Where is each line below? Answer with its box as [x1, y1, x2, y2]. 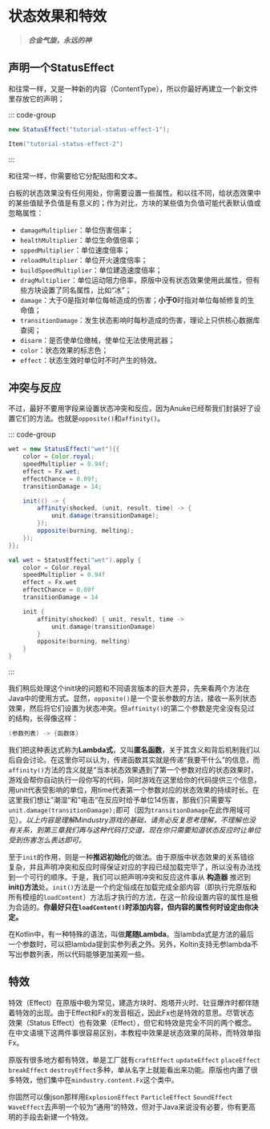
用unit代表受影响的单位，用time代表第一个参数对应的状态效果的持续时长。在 [8, 784, 260, 794]
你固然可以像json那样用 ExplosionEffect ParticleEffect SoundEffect [8, 1091, 233, 1102]
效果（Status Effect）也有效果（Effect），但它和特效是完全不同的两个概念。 [8, 1018, 256, 1027]
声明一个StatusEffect [8, 61, 115, 75]
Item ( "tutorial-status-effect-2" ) [8, 139, 124, 148]
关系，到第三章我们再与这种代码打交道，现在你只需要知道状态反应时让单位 [14, 825, 261, 834]
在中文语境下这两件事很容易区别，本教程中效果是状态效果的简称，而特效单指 [8, 1027, 261, 1038]
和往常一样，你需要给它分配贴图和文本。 [8, 171, 142, 180]
